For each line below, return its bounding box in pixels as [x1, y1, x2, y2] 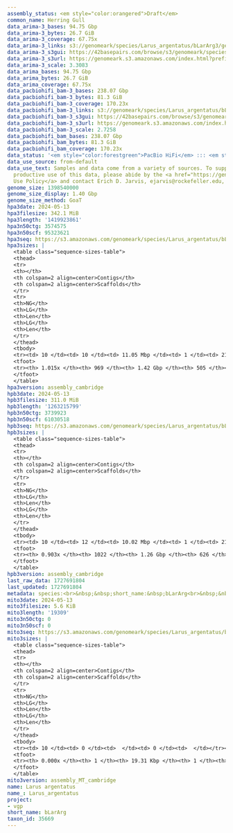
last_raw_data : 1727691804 [7, 577, 85, 584]
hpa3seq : [7, 236, 33, 243]
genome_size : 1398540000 [7, 184, 79, 191]
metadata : [7, 590, 36, 597]
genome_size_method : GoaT [7, 197, 82, 204]
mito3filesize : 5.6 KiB [7, 603, 76, 610]
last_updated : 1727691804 [7, 584, 82, 590]
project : [7, 796, 33, 803]
